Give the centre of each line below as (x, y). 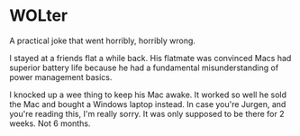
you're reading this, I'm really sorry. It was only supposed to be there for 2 (147, 113)
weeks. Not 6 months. (50, 123)
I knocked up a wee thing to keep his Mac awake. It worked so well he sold (148, 95)
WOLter (39, 16)
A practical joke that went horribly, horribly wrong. (103, 41)
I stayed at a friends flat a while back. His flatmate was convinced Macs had (150, 58)
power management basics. (61, 77)
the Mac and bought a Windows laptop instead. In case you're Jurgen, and (148, 104)
